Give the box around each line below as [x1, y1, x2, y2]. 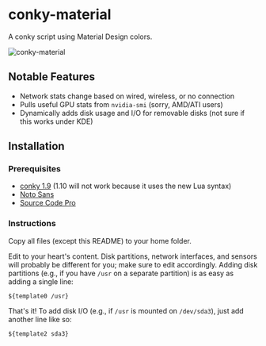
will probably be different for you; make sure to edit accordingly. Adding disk [8, 259, 258, 269]
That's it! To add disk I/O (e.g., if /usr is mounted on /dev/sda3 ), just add [8, 306, 244, 315]
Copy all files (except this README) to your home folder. [8, 236, 192, 245]
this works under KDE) [19, 117, 93, 126]
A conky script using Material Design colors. [8, 32, 153, 41]
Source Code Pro [19, 198, 77, 208]
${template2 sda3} [8, 329, 69, 338]
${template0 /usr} [8, 292, 69, 300]
